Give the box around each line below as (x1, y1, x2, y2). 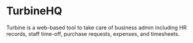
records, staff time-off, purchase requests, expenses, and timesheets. (6, 30, 180, 37)
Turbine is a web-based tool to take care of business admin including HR (6, 24, 187, 31)
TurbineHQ (6, 4, 62, 18)
